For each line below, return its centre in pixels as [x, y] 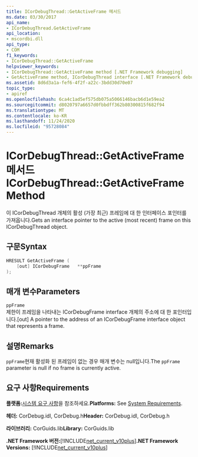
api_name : [18, 22]
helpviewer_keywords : [33, 66]
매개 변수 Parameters [43, 292]
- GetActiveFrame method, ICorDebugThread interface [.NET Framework [93, 77]
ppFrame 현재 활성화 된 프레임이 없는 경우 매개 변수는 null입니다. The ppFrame [93, 361]
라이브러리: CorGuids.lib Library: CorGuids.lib [60, 428]
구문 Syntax [27, 247]
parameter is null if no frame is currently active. [64, 368]
